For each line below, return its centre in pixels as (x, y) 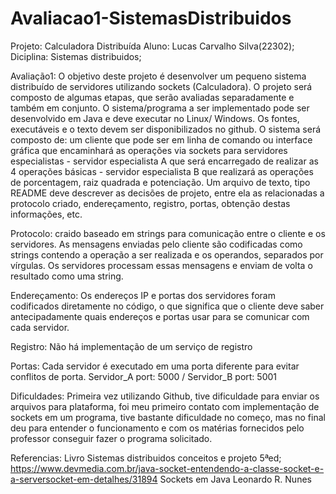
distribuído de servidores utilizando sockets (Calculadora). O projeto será (161, 86)
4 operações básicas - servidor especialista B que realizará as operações (162, 171)
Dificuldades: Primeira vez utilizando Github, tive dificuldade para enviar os (165, 396)
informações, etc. (46, 214)
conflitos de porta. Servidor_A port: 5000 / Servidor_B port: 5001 (143, 376)
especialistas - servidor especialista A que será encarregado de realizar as (164, 161)
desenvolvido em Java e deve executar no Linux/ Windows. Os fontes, (155, 118)
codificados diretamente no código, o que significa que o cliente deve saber (167, 306)
